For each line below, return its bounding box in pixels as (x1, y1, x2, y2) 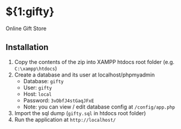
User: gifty (23, 84, 52, 91)
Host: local (23, 90, 52, 98)
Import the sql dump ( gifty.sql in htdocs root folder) (14, 109, 146, 116)
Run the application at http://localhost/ (14, 116, 116, 123)
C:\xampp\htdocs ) (14, 64, 58, 72)
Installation (5, 42, 49, 52)
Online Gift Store (5, 25, 47, 32)
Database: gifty (23, 77, 64, 84)
